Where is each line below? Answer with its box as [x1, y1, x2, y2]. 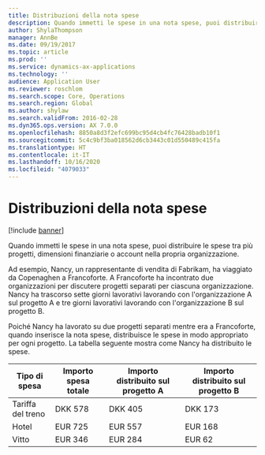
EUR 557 [109, 421, 143, 432]
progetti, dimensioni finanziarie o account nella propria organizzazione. [8, 249, 240, 259]
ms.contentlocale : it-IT [8, 151, 90, 159]
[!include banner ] [8, 226, 65, 235]
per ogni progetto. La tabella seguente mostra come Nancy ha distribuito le [8, 338, 252, 348]
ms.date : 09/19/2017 [8, 41, 77, 49]
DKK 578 [54, 403, 89, 414]
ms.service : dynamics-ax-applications [8, 63, 136, 71]
